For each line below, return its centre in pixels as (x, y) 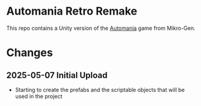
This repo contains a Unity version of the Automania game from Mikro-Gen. (101, 28)
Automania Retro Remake (72, 11)
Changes (30, 53)
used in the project (39, 96)
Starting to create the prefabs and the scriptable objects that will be (100, 90)
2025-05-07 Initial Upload (57, 75)
